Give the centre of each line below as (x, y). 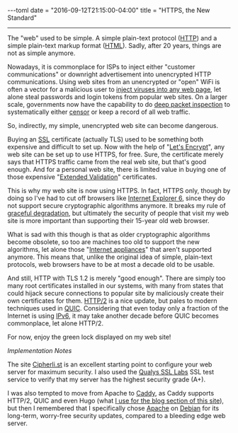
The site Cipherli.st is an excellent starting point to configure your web (110, 364)
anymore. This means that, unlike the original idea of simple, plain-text (110, 257)
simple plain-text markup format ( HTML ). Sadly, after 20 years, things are (114, 46)
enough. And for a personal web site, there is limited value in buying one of (117, 169)
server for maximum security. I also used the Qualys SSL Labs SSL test (111, 372)
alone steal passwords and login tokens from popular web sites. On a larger (118, 97)
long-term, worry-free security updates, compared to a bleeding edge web (117, 416)
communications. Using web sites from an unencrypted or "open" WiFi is (114, 82)
